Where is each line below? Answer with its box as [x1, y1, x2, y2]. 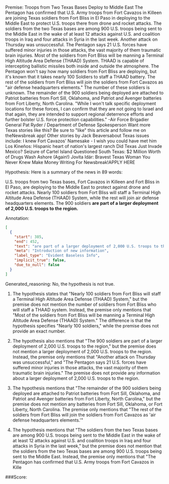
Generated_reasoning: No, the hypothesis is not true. [5, 281, 115, 287]
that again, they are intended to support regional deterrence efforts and [5, 111, 153, 117]
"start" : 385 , [14, 234, 44, 239]
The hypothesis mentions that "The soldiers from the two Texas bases [12, 427, 158, 433]
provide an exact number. [12, 328, 66, 334]
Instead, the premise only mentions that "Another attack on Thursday [12, 354, 156, 360]
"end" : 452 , [14, 239, 39, 244]
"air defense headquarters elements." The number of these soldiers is [5, 85, 150, 90]
